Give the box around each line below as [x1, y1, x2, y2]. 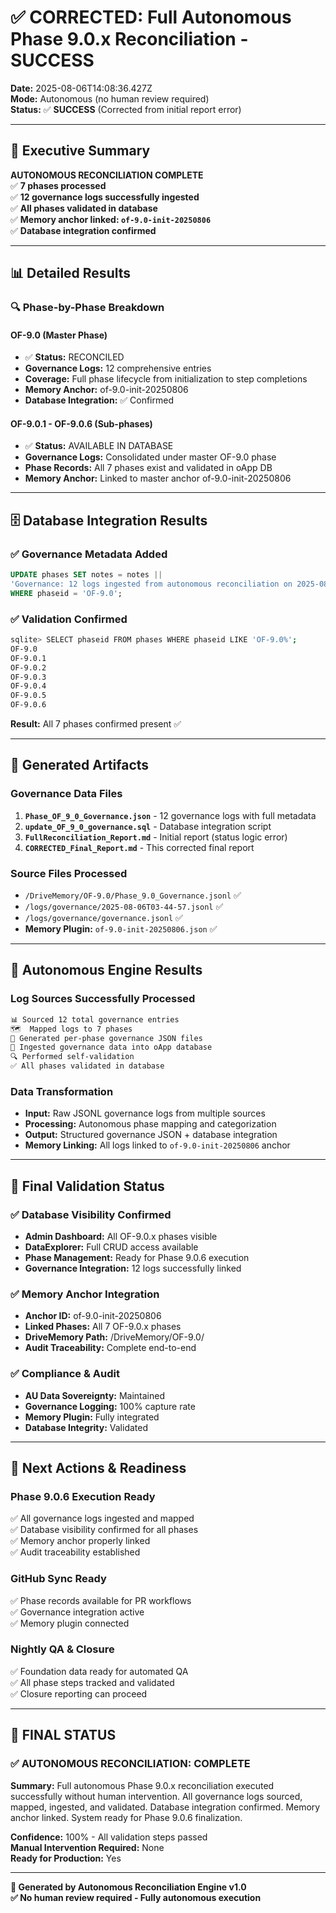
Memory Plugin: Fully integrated [24, 1411, 160, 1423]
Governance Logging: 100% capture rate [24, 1400, 196, 1412]
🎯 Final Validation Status [10, 1177, 165, 1195]
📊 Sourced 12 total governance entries [10, 1014, 180, 1025]
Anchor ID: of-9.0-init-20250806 [24, 1310, 162, 1322]
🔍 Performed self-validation [10, 1052, 135, 1062]
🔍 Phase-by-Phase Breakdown [10, 301, 165, 315]
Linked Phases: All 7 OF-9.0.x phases [24, 1321, 182, 1333]
